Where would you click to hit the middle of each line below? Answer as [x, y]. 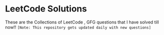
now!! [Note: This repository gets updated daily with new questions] [78, 27]
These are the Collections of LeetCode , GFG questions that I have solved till [82, 22]
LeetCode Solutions [46, 9]
